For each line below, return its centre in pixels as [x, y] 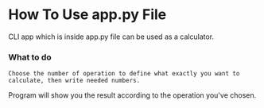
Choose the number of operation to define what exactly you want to [124, 74]
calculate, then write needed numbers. [74, 81]
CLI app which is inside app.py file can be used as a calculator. [111, 37]
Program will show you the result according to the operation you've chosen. [132, 95]
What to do [30, 57]
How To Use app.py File [87, 15]
